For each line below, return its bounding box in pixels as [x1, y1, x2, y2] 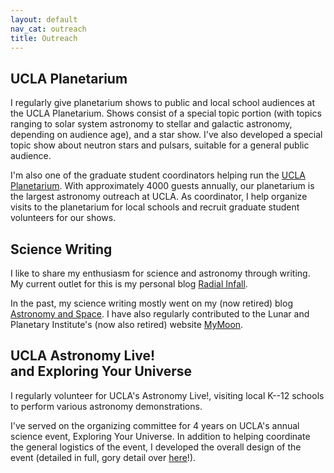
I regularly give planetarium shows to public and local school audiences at [10, 97, 315, 109]
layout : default [10, 14, 78, 25]
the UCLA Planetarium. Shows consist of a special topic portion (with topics [10, 107, 322, 120]
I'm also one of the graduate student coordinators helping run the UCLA [10, 169, 307, 181]
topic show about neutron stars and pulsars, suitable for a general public [10, 139, 310, 151]
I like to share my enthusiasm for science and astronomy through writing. [10, 267, 311, 279]
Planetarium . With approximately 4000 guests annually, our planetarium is [10, 180, 315, 192]
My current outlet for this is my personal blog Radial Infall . [10, 278, 248, 290]
